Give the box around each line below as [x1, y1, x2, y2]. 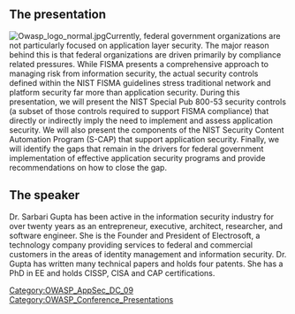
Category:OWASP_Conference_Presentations [9, 294, 174, 304]
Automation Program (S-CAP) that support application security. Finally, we [9, 134, 280, 144]
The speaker [9, 188, 80, 203]
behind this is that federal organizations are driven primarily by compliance [9, 49, 282, 60]
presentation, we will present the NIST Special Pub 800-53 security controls [9, 96, 287, 107]
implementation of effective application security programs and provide [9, 152, 266, 163]
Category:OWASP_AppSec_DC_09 [9, 285, 134, 295]
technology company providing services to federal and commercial [9, 239, 253, 250]
